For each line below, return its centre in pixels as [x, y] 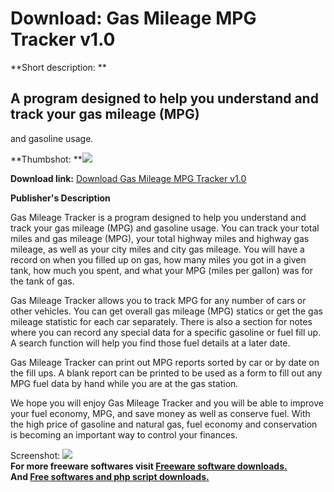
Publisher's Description [60, 198]
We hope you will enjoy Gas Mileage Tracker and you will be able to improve [167, 403]
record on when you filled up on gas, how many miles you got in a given [158, 259]
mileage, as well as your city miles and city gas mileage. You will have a [157, 249]
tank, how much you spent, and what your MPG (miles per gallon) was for [161, 270]
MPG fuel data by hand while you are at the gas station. [124, 383]
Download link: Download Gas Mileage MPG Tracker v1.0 [128, 178]
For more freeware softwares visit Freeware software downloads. [149, 466]
